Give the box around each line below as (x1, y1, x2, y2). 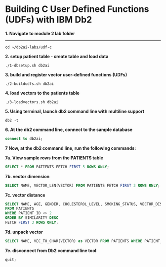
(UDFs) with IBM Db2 (5, 14, 92, 25)
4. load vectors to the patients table (5, 90, 80, 96)
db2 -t (5, 118, 19, 123)
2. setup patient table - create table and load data (5, 53, 109, 59)
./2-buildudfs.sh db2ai (5, 81, 54, 86)
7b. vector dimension (5, 173, 50, 179)
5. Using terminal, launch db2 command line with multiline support (5, 108, 145, 114)
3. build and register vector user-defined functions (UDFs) (5, 71, 127, 77)
